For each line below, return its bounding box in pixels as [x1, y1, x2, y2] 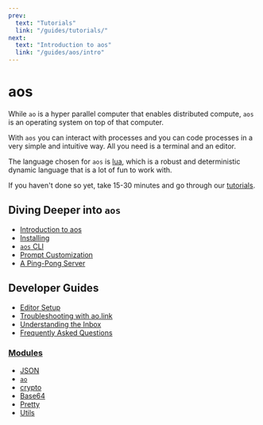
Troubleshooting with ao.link [19, 311, 113, 320]
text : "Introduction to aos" [15, 41, 112, 49]
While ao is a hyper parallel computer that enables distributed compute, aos [8, 109, 254, 118]
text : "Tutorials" [15, 19, 77, 27]
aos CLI [19, 241, 44, 251]
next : [8, 33, 26, 42]
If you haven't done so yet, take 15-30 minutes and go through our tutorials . [8, 180, 256, 190]
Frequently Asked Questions [19, 327, 113, 338]
